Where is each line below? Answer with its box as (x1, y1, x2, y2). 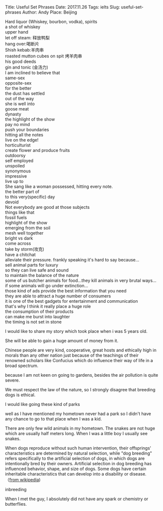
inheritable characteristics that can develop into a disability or (5, 471, 129, 476)
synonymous (5, 168, 31, 174)
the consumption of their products (5, 309, 74, 314)
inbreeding (5, 487, 27, 492)
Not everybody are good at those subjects (5, 204, 90, 210)
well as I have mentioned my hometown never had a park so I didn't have (5, 411, 151, 417)
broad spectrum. (5, 363, 39, 368)
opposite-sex (5, 80, 32, 86)
